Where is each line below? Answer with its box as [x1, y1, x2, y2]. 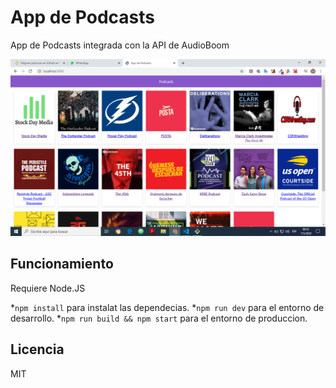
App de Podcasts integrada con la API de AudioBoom [10, 39, 230, 51]
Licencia [10, 341, 65, 358]
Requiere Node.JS [10, 282, 86, 294]
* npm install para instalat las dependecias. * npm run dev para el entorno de [10, 301, 325, 313]
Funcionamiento [10, 256, 114, 273]
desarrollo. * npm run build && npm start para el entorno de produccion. [10, 312, 308, 324]
